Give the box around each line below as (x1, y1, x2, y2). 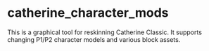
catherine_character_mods (7, 5, 169, 21)
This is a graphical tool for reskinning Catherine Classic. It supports (7, 28, 203, 36)
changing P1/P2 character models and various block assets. (7, 35, 181, 43)
